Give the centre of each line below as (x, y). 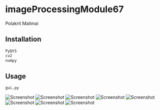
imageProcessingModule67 (65, 9)
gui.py (12, 88)
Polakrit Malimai (22, 23)
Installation (23, 39)
